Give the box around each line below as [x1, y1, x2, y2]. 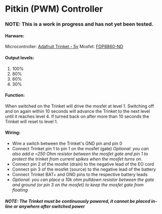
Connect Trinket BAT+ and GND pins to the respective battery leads [12, 171, 148, 177]
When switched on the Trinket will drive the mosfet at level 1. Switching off [5, 103, 154, 109]
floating [12, 187, 28, 193]
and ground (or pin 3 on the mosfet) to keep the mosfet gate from [12, 181, 144, 188]
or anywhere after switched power [13, 203, 85, 209]
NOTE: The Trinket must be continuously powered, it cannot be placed [5, 198, 151, 204]
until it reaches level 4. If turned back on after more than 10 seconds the [5, 113, 149, 119]
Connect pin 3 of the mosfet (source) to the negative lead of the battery [12, 166, 156, 172]
